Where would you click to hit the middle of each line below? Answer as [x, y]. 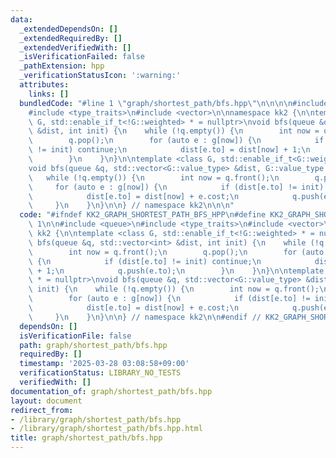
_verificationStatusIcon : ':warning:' [100, 76]
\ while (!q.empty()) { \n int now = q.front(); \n [154, 177]
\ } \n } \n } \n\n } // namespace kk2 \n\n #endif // [145, 317]
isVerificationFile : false [75, 336]
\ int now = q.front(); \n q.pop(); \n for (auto [176, 252]
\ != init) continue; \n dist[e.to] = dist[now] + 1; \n [169, 150]
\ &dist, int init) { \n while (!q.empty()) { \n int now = [174, 131]
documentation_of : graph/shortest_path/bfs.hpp [111, 391]
